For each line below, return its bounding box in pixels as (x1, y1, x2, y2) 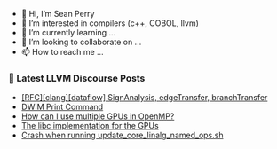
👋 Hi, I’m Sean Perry (20, 9, 95, 19)
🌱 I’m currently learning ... (20, 27, 116, 37)
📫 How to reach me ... (20, 47, 104, 57)
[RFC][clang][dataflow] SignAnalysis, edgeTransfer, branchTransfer (20, 92, 268, 103)
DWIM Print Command (20, 102, 104, 113)
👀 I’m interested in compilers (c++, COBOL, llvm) (20, 18, 199, 28)
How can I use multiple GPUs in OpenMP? (20, 111, 175, 122)
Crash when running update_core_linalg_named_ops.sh (20, 129, 224, 141)
